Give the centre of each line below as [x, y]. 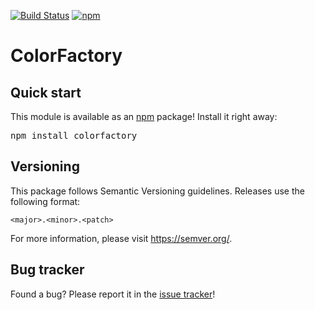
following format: [45, 201]
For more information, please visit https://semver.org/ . [121, 238]
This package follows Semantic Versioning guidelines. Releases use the [157, 191]
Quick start [46, 92]
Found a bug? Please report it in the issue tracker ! [113, 294]
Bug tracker [47, 270]
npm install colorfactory [74, 135]
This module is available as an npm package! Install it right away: [144, 116]
